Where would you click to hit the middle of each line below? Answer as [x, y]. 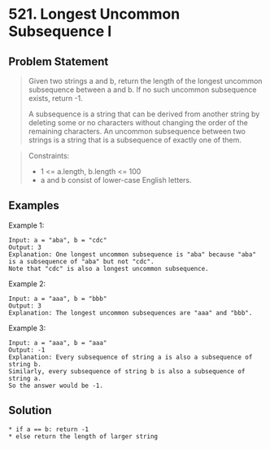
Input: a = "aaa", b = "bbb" [58, 299]
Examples [34, 205]
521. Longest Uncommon [94, 14]
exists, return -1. [55, 98]
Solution [30, 410]
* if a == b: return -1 [49, 429]
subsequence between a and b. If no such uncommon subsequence [142, 89]
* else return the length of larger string [83, 436]
